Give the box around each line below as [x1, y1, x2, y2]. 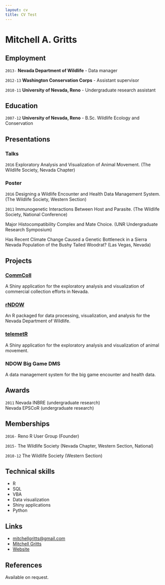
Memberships [5, 420, 50, 428]
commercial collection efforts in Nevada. [5, 288, 89, 295]
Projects [5, 256, 32, 265]
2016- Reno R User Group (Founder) [5, 433, 79, 439]
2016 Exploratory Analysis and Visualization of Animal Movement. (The [5, 162, 151, 167]
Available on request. [5, 574, 49, 580]
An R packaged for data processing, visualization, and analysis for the [5, 313, 150, 319]
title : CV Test [5, 12, 37, 17]
